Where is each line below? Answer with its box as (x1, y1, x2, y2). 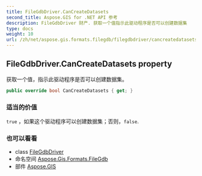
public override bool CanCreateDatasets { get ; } (6, 88, 133, 94)
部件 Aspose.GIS (14, 163, 56, 170)
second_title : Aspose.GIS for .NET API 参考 (6, 14, 118, 20)
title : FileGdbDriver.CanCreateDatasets (6, 8, 109, 15)
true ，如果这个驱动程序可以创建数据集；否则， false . (6, 118, 139, 125)
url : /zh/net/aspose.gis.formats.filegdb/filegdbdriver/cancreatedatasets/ (6, 37, 200, 43)
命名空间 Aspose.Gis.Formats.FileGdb (14, 156, 108, 163)
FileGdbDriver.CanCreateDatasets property (6, 59, 173, 69)
